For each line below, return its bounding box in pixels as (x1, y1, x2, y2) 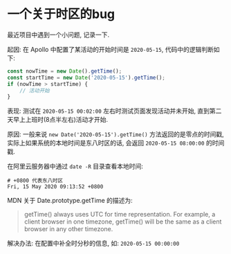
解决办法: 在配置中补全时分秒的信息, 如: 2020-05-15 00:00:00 (7, 239, 180, 248)
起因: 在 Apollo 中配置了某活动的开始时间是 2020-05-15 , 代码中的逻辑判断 (7, 45, 214, 53)
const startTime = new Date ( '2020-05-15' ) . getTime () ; (7, 74, 166, 81)
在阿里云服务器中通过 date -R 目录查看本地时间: (7, 162, 144, 170)
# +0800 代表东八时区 (7, 177, 64, 184)
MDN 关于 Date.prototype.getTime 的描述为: (7, 197, 133, 205)
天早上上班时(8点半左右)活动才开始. (7, 116, 109, 124)
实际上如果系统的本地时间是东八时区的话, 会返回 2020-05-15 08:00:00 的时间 (7, 139, 225, 147)
